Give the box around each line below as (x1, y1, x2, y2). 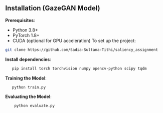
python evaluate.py (14, 103, 55, 108)
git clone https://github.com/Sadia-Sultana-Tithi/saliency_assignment (5, 47, 158, 52)
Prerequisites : (5, 17, 35, 23)
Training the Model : (5, 75, 47, 81)
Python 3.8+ (12, 27, 39, 33)
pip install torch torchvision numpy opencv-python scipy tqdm (12, 66, 147, 71)
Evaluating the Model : (5, 93, 52, 99)
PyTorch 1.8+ (12, 32, 40, 38)
